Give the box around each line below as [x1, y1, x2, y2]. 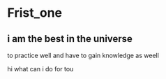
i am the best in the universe [7, 33, 133, 45]
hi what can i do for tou [7, 65, 74, 73]
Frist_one [7, 5, 63, 21]
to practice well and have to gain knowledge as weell [7, 51, 159, 59]
